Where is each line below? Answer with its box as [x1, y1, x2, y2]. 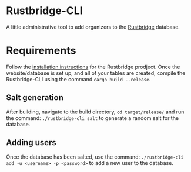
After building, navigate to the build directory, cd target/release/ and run [6, 108, 185, 115]
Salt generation [6, 92, 63, 103]
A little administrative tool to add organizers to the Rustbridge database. [6, 23, 180, 30]
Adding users [6, 137, 57, 147]
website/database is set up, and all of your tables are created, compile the [6, 69, 186, 77]
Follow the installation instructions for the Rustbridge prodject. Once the [6, 63, 180, 70]
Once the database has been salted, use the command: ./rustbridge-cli [6, 153, 184, 160]
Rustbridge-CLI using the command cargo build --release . [6, 75, 151, 82]
